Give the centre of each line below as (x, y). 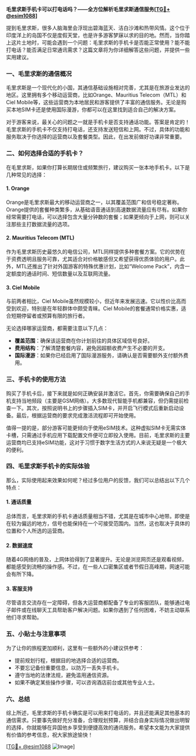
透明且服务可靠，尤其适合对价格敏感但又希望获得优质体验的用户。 (100, 259)
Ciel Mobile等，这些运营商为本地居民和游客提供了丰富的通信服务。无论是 (94, 103)
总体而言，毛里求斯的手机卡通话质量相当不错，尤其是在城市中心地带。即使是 (98, 516)
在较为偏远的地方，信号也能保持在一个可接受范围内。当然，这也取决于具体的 (98, 523)
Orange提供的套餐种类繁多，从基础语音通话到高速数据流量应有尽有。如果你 (97, 209)
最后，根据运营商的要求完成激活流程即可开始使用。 (77, 415)
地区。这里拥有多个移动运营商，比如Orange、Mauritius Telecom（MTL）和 (96, 95)
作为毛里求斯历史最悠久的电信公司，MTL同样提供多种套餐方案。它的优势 (93, 252)
